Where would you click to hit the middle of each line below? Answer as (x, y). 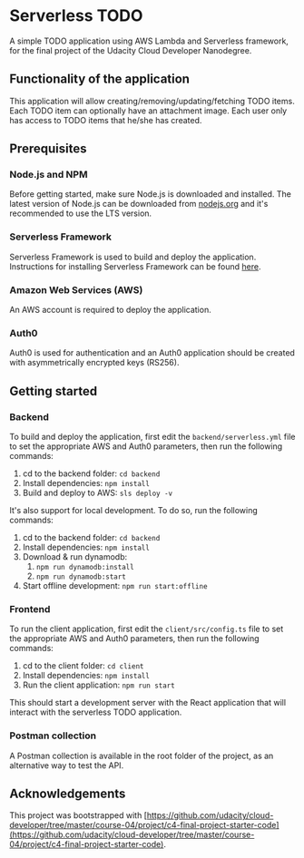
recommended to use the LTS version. (81, 213)
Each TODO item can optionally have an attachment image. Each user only (148, 111)
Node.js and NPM (49, 175)
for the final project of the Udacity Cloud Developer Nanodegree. (131, 50)
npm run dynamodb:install (85, 568)
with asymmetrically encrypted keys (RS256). (94, 363)
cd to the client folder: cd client (83, 666)
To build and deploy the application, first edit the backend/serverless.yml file (152, 437)
